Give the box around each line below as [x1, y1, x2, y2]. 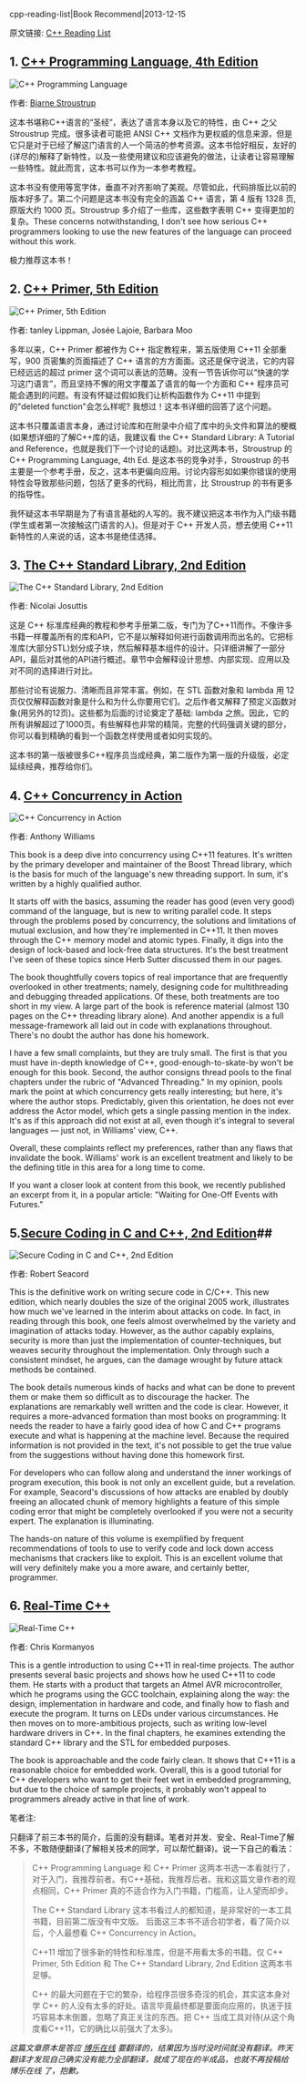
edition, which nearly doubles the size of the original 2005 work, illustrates [9, 1297, 290, 1308]
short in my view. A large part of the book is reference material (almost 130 [9, 1001, 290, 1011]
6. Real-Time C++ [9, 1598, 111, 1614]
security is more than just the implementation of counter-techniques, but [9, 1335, 282, 1346]
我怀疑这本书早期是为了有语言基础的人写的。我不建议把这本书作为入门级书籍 [9, 508, 297, 518]
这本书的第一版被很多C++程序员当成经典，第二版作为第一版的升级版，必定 [9, 750, 290, 761]
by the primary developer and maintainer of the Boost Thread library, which [9, 859, 292, 870]
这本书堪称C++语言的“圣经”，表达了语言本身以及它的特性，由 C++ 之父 [9, 117, 278, 128]
